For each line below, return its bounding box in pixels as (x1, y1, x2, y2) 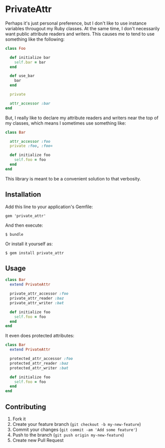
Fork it (12, 416, 26, 422)
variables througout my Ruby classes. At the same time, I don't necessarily (5, 25, 160, 31)
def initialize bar (10, 55, 51, 60)
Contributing (5, 402, 46, 411)
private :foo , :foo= (10, 143, 53, 149)
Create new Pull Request (12, 437, 64, 443)
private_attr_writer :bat (10, 300, 64, 305)
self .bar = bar (14, 59, 46, 65)
